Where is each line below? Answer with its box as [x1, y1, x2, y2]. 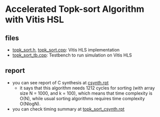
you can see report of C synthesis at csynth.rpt [12, 79, 109, 85]
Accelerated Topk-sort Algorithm [5, 3, 145, 15]
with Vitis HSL [5, 14, 64, 25]
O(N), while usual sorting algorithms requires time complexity [19, 95, 145, 101]
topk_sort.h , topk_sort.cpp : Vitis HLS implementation [12, 47, 120, 53]
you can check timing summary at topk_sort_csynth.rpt [12, 106, 125, 112]
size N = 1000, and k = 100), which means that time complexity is [19, 90, 153, 96]
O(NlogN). [19, 101, 41, 107]
